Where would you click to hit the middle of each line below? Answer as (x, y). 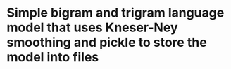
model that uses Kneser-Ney (92, 28)
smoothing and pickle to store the (107, 43)
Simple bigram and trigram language (115, 13)
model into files (53, 58)
